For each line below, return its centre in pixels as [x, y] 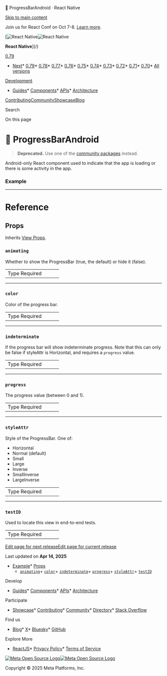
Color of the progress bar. [32, 304]
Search [12, 110]
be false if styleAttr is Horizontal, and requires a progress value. [70, 352]
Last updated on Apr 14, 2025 [36, 556]
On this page [18, 119]
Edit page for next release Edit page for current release [61, 547]
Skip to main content [26, 17]
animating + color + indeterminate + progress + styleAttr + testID [86, 571]
